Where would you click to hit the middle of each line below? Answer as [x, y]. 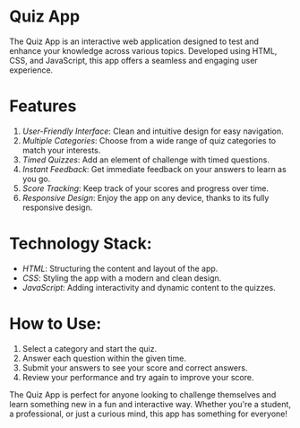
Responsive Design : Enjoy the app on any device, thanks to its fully [146, 197]
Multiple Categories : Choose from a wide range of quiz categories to [149, 140]
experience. [31, 70]
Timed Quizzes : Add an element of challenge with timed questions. [146, 160]
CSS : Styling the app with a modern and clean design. [122, 278]
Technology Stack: [81, 244]
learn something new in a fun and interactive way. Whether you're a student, [150, 404]
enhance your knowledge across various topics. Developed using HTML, [143, 50]
